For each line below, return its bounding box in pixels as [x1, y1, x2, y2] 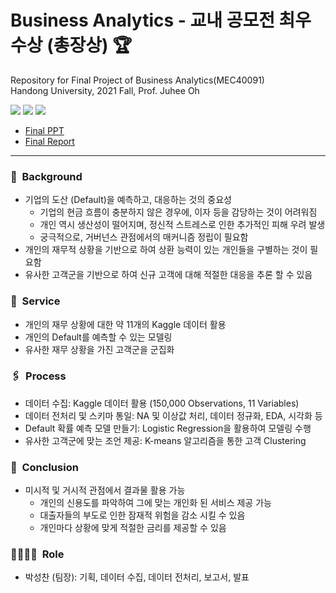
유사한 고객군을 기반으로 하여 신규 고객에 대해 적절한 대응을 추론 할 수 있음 [24, 269, 313, 281]
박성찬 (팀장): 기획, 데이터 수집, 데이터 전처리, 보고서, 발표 [24, 571, 250, 583]
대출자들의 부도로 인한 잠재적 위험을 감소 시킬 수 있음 [39, 509, 246, 521]
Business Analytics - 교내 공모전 [10, 9, 275, 32]
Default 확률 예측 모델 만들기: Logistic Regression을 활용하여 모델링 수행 [24, 422, 312, 434]
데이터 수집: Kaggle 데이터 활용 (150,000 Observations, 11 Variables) [24, 397, 300, 409]
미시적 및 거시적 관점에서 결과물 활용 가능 [24, 484, 186, 496]
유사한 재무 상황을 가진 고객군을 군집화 [24, 343, 175, 355]
